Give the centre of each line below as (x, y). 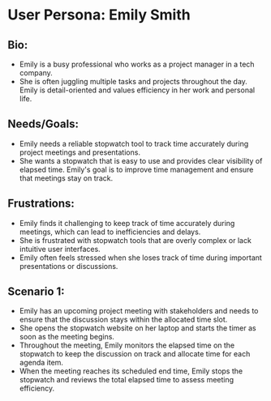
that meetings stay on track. (66, 178)
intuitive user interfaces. (60, 249)
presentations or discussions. (69, 266)
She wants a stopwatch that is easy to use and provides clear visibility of (141, 160)
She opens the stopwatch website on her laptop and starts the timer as (138, 328)
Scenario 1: (37, 292)
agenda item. (41, 363)
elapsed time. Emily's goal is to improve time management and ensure (136, 169)
